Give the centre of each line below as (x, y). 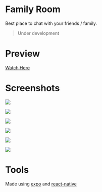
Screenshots (33, 88)
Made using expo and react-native (41, 184)
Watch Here (18, 67)
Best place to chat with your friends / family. (51, 23)
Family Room (33, 9)
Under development (38, 33)
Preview (23, 54)
